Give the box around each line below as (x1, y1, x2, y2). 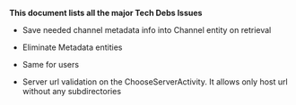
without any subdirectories (22, 86, 122, 96)
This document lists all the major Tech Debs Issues (9, 8, 203, 18)
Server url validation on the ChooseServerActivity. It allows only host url (22, 77, 289, 87)
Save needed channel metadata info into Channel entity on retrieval (22, 25, 272, 35)
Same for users (22, 60, 79, 69)
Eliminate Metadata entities (22, 42, 123, 52)
